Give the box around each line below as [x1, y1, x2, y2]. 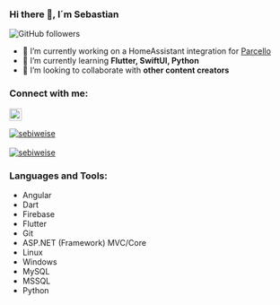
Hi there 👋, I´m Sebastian [9, 8, 119, 21]
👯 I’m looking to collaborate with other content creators [22, 65, 230, 75]
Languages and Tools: [9, 170, 108, 182]
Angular [22, 189, 52, 200]
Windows [22, 256, 57, 267]
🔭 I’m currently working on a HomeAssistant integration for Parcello [22, 46, 272, 57]
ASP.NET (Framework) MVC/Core [22, 237, 146, 248]
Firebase [22, 208, 56, 219]
